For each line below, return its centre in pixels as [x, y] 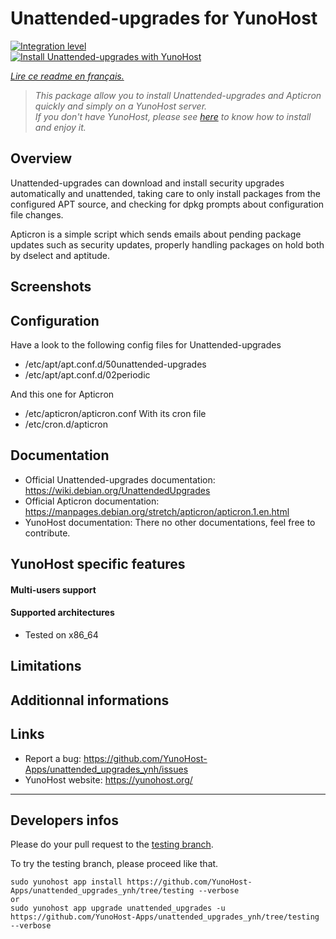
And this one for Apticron [62, 394]
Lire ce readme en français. [67, 76]
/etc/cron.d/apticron [66, 424]
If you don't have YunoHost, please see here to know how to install [173, 116]
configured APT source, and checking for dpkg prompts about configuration [167, 204]
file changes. [37, 214]
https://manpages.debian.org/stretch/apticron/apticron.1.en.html [157, 511]
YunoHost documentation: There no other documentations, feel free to [170, 522]
